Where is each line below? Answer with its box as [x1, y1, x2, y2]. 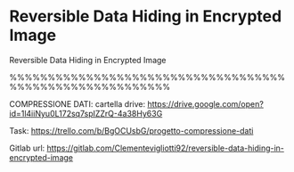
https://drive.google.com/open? [146, 98, 265, 109]
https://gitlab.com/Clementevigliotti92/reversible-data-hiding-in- [46, 143, 285, 153]
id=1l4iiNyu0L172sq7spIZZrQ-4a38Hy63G [9, 108, 163, 119]
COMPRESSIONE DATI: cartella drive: [9, 98, 145, 109]
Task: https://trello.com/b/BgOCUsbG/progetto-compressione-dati [9, 125, 254, 135]
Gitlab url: [9, 143, 45, 153]
